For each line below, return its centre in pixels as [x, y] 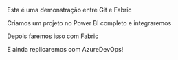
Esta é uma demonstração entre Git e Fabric [69, 10]
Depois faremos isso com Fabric [53, 36]
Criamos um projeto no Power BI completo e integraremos [89, 23]
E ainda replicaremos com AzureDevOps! [65, 49]
